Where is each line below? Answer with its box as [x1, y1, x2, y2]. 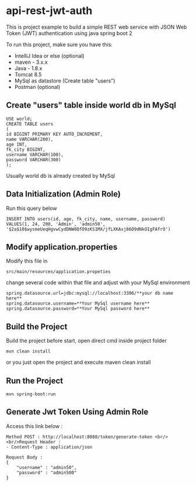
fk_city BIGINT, [6, 146, 45, 153]
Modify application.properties [6, 242, 118, 252]
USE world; [6, 116, 33, 122]
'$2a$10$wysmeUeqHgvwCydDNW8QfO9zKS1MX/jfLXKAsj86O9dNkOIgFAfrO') [6, 226, 171, 232]
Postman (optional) [14, 83, 61, 90]
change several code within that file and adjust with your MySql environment [6, 279, 190, 286]
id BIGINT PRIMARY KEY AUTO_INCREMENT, [6, 131, 103, 137]
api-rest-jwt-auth [6, 4, 93, 18]
